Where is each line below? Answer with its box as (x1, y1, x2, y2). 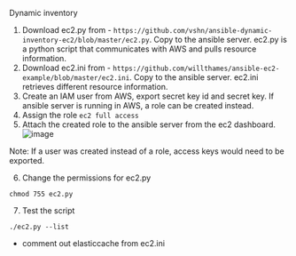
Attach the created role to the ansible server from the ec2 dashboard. (21, 119, 277, 130)
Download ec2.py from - (21, 25, 113, 35)
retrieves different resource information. (21, 82, 168, 92)
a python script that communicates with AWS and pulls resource (21, 44, 257, 54)
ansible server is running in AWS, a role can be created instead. (21, 100, 254, 110)
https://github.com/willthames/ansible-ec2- (112, 64, 280, 73)
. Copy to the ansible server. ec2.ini (129, 72, 259, 83)
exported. (9, 156, 45, 165)
